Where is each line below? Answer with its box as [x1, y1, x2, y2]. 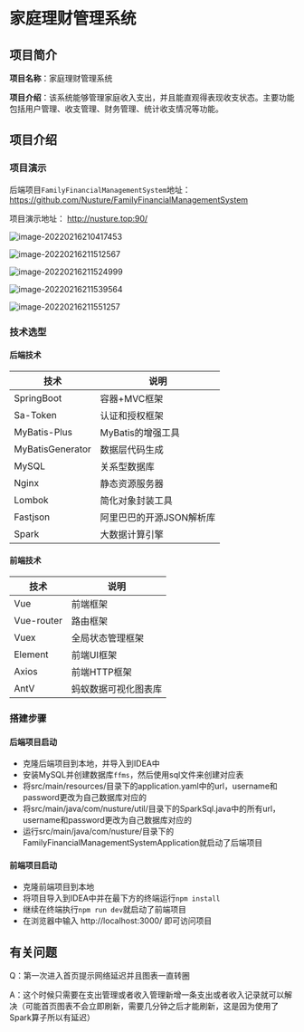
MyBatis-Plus [14, 425, 72, 438]
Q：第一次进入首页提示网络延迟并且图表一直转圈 [9, 970, 190, 981]
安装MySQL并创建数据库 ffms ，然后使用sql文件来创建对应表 [22, 769, 244, 780]
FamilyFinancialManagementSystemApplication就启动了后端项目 [22, 837, 263, 848]
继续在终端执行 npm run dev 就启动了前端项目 [22, 904, 187, 915]
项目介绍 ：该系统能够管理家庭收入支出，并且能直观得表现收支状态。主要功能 [9, 92, 295, 102]
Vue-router [14, 615, 63, 627]
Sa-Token [14, 408, 57, 421]
